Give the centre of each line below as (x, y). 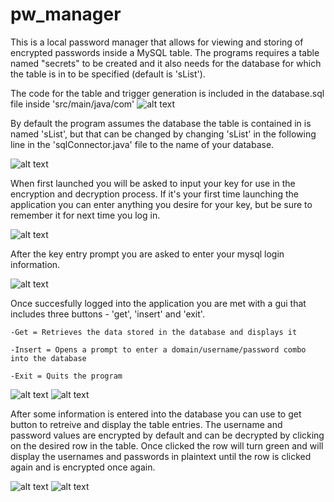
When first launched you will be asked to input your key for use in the (153, 183)
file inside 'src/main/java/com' (72, 104)
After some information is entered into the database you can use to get (156, 414)
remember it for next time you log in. (85, 215)
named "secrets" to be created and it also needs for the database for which (166, 63)
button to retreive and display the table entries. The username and (146, 424)
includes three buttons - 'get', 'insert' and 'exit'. (107, 314)
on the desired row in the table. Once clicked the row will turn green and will (167, 445)
